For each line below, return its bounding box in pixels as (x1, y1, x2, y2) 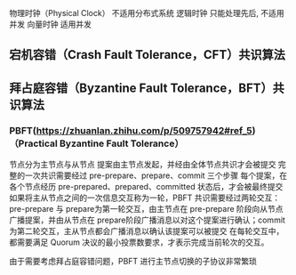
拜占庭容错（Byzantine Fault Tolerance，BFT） (9, 80, 273, 95)
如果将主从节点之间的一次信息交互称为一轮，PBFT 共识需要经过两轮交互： (9, 192, 281, 203)
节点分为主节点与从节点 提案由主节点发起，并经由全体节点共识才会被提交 (9, 159, 276, 170)
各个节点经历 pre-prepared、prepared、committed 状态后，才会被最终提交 (9, 182, 284, 192)
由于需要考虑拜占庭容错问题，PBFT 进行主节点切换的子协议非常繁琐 (9, 256, 258, 267)
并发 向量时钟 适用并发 (9, 19, 92, 29)
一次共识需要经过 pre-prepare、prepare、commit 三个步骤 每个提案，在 (24, 170, 287, 181)
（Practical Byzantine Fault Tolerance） (9, 137, 184, 150)
